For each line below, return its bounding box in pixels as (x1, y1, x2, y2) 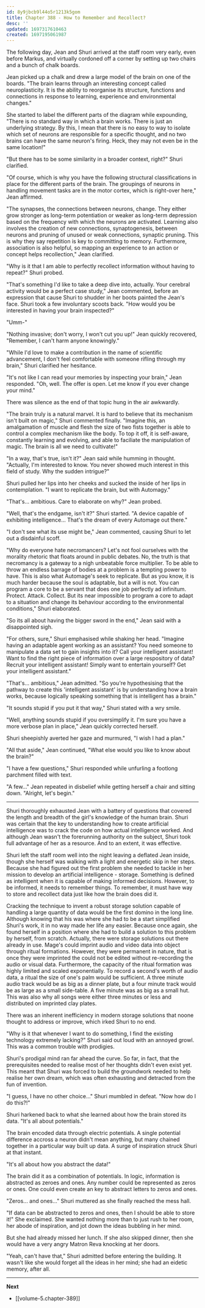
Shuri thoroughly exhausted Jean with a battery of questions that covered (6, 807, 192, 815)
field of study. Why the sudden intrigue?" (6, 468, 110, 475)
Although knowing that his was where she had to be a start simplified (6, 915, 180, 923)
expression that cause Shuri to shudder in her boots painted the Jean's (6, 294, 185, 301)
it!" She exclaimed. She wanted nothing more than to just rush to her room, (6, 1216, 194, 1223)
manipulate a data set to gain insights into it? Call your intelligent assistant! (6, 648, 193, 656)
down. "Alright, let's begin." (6, 789, 75, 797)
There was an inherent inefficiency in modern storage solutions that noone (6, 1011, 194, 1019)
